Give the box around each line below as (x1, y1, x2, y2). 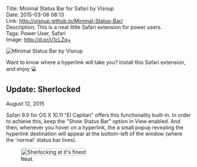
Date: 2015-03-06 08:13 (6, 11, 64, 18)
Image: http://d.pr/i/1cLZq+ (6, 36, 72, 43)
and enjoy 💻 (6, 66, 37, 72)
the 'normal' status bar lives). (6, 136, 77, 143)
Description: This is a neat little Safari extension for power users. (6, 23, 162, 30)
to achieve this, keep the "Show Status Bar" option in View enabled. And (6, 117, 181, 125)
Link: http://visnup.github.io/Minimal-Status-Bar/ (6, 18, 123, 24)
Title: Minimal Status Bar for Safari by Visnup (6, 5, 114, 12)
